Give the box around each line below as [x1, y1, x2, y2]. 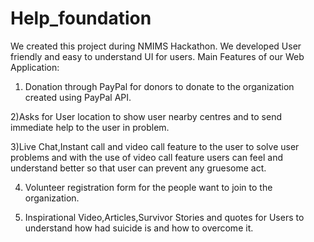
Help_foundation [10, 7, 152, 30]
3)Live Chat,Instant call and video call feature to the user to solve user [10, 140, 300, 152]
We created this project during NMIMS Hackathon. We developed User [10, 40, 302, 52]
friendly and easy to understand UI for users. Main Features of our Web [10, 50, 305, 62]
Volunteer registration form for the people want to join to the [24, 181, 273, 193]
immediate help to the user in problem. [10, 121, 170, 133]
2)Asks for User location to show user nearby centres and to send [10, 110, 283, 122]
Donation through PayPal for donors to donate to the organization [24, 80, 295, 92]
